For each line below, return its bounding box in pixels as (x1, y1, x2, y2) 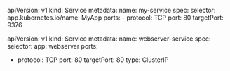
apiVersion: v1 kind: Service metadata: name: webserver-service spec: (7, 34, 211, 43)
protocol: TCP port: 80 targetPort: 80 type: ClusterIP (17, 56, 169, 64)
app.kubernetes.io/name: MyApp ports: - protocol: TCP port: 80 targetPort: (7, 13, 224, 22)
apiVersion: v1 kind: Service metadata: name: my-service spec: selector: (7, 6, 216, 14)
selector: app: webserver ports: (7, 42, 98, 50)
